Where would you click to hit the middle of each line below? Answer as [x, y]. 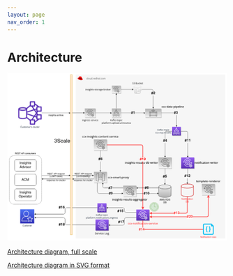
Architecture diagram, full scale [52, 252]
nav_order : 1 [26, 22]
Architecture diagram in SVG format [59, 265]
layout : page [26, 15]
